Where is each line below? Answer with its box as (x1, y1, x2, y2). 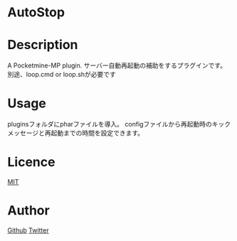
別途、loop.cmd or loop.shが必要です (7, 70, 116, 79)
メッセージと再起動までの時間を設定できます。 (7, 129, 144, 137)
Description (7, 37, 78, 53)
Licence (7, 154, 56, 171)
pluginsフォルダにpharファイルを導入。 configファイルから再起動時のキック (7, 120, 231, 129)
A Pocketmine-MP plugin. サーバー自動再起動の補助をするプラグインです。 (7, 61, 226, 70)
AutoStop (7, 4, 65, 21)
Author (7, 203, 50, 219)
